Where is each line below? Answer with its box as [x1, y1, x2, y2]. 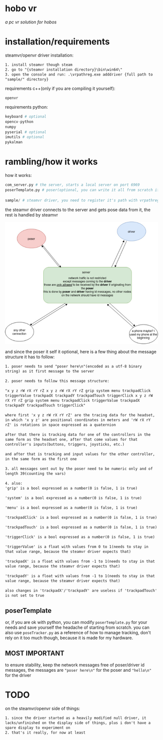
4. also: [5, 481, 23, 486]
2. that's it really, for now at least [5, 730, 86, 735]
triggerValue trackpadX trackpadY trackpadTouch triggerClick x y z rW [5, 393, 153, 398]
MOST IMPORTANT [5, 649, 65, 657]
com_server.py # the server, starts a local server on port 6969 [5, 182, 140, 188]
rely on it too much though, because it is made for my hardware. [5, 635, 133, 641]
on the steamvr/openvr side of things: [5, 705, 81, 711]
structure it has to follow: [5, 354, 55, 360]
